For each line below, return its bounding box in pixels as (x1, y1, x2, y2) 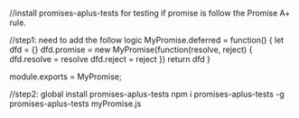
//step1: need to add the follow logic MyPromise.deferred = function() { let (9, 35, 285, 45)
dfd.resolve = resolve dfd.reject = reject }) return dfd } (9, 54, 210, 64)
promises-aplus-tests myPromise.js (9, 98, 142, 109)
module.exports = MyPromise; (9, 71, 122, 82)
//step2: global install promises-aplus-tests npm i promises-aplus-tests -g (9, 89, 285, 99)
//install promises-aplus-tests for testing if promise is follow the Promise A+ (9, 8, 291, 18)
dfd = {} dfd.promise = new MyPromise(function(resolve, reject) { (9, 44, 253, 55)
